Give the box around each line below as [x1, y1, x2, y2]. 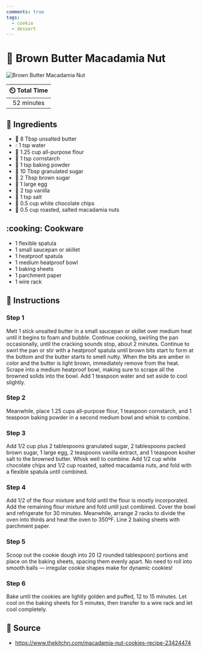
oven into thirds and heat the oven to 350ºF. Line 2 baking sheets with [6, 516, 180, 524]
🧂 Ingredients [6, 119, 58, 130]
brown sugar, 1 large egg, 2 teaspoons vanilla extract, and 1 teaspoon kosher [6, 449, 196, 456]
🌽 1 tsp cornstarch [14, 155, 60, 162]
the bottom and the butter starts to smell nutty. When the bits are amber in [6, 353, 190, 360]
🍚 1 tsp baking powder [14, 161, 70, 168]
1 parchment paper [14, 271, 62, 279]
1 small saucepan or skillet [14, 245, 80, 253]
